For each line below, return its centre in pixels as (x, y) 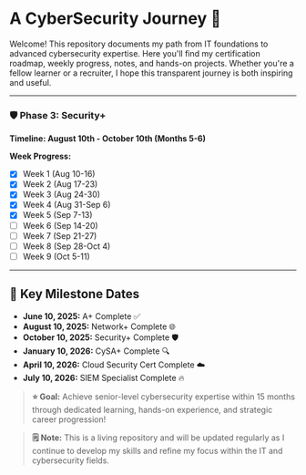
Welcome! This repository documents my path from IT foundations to (139, 44)
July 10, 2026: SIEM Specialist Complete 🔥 (103, 377)
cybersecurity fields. (70, 460)
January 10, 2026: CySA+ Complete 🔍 (96, 351)
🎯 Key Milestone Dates (75, 294)
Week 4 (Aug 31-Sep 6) (66, 205)
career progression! (69, 419)
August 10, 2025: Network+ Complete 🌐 (99, 326)
